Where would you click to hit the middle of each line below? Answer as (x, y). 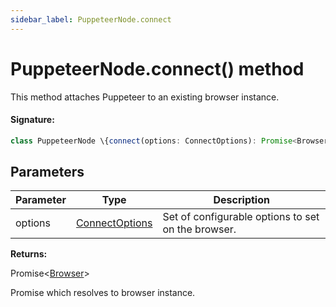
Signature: (32, 120)
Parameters (47, 172)
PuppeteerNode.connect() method (157, 68)
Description (241, 200)
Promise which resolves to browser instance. (103, 293)
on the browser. (199, 229)
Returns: (29, 254)
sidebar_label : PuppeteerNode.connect (91, 19)
